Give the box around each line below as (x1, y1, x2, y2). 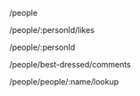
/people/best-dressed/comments (9, 60, 131, 69)
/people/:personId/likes (9, 25, 95, 35)
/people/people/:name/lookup (9, 76, 119, 87)
